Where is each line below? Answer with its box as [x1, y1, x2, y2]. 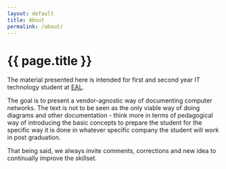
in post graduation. [7, 133, 61, 142]
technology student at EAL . [7, 83, 84, 91]
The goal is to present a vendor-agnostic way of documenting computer [7, 96, 213, 105]
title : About [7, 17, 45, 24]
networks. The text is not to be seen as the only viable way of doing [7, 104, 200, 112]
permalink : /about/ [7, 23, 64, 30]
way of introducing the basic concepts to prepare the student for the [7, 118, 203, 127]
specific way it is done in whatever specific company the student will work [7, 126, 219, 134]
